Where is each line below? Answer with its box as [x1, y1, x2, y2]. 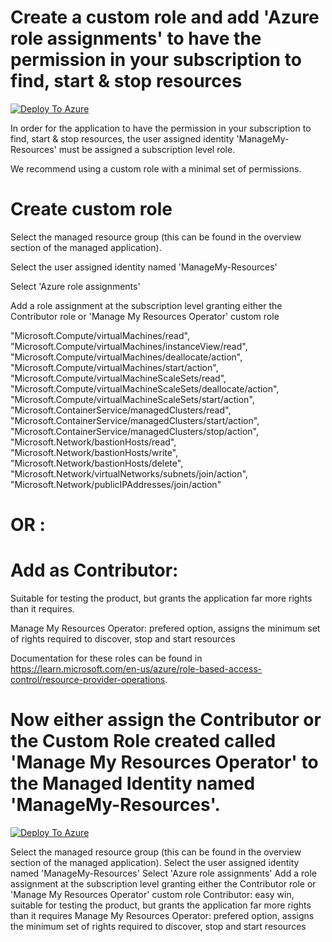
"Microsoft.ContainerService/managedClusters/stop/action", [10, 425, 259, 437]
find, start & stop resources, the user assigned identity [10, 132, 235, 145]
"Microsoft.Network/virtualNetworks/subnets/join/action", [10, 467, 248, 480]
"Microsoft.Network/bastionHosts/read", [10, 436, 177, 448]
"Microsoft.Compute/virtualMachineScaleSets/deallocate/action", [10, 382, 280, 395]
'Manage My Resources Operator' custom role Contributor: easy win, [10, 888, 295, 900]
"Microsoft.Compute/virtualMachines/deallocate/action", [10, 351, 243, 363]
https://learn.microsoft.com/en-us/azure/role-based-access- [10, 663, 263, 675]
